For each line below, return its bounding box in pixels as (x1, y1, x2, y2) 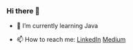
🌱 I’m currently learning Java (16, 22, 99, 30)
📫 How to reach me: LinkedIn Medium (16, 36, 126, 44)
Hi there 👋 (6, 6, 41, 16)
